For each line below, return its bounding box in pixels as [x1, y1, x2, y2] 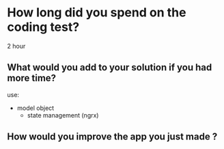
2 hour [7, 42, 26, 50]
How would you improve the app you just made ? [7, 131, 218, 143]
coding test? [7, 19, 80, 35]
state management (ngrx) [27, 111, 99, 119]
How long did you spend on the [7, 5, 186, 21]
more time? [7, 72, 57, 84]
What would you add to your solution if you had [7, 62, 212, 73]
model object [16, 104, 55, 112]
